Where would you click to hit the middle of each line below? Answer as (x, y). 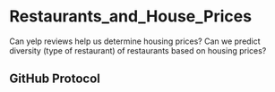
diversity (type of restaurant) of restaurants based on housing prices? (138, 50)
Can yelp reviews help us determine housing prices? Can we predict (135, 41)
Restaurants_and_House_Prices (131, 17)
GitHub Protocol (55, 79)
